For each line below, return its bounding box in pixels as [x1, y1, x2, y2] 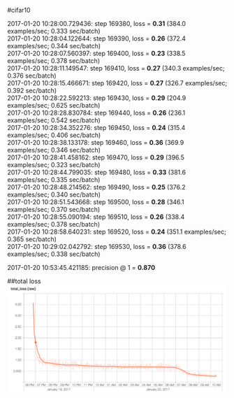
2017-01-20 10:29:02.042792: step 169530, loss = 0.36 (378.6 [7, 243, 187, 250]
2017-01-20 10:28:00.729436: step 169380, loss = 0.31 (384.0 [7, 20, 187, 27]
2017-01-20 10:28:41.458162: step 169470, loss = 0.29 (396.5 [7, 153, 185, 162]
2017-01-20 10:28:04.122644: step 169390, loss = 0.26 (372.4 [7, 34, 187, 43]
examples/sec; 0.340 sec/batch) [7, 190, 101, 199]
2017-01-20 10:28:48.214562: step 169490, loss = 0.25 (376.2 [7, 183, 187, 191]
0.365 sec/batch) [7, 235, 57, 243]
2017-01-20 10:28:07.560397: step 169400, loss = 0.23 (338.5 [7, 49, 186, 57]
